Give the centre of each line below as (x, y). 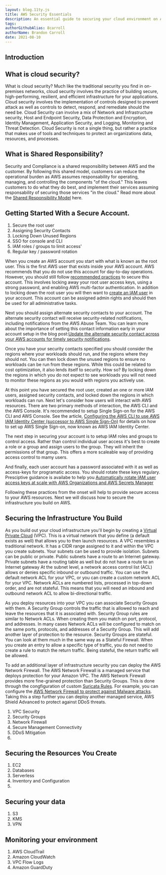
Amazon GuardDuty (32, 867)
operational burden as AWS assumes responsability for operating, (72, 177)
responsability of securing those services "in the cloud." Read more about (80, 192)
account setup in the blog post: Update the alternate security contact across (82, 334)
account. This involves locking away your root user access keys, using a (79, 282)
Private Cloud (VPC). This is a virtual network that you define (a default (77, 535)
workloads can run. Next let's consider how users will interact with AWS (78, 400)
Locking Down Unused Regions (44, 236)
